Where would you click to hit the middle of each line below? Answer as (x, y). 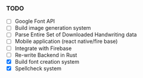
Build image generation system (53, 28)
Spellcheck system (38, 68)
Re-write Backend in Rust (46, 55)
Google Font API (35, 21)
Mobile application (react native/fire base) (66, 41)
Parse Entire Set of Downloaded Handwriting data (76, 35)
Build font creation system (47, 61)
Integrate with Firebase (43, 48)
